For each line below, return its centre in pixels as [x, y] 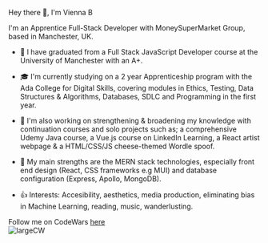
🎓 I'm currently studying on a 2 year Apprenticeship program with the [136, 77]
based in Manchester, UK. [51, 36]
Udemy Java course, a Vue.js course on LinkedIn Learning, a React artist [140, 138]
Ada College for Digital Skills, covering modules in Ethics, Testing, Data [137, 88]
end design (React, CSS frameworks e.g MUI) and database [118, 170]
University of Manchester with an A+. [81, 61]
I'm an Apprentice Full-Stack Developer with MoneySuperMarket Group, [127, 28]
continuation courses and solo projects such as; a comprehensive [128, 129]
